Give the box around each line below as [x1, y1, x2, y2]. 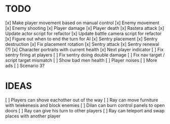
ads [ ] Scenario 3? [5, 63, 45, 69]
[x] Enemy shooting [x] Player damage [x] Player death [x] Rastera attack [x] [5, 25, 164, 31]
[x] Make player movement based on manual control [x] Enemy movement [5, 20, 159, 26]
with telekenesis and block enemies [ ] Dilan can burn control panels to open [5, 102, 165, 108]
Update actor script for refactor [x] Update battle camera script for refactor [5, 30, 162, 36]
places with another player [5, 113, 61, 119]
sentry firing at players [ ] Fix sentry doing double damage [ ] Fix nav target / [5, 51, 165, 58]
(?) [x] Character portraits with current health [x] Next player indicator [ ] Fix [5, 46, 164, 52]
